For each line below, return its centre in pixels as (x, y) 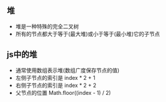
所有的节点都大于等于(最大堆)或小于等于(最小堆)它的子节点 (88, 34)
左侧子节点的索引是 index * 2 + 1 (55, 77)
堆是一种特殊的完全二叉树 (47, 26)
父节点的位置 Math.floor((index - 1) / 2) (63, 92)
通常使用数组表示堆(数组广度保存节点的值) (67, 70)
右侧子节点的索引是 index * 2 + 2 (56, 85)
